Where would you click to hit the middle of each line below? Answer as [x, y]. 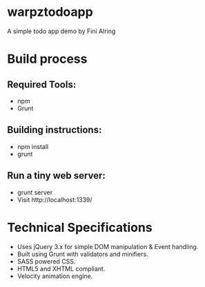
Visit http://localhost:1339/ [55, 199]
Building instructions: [55, 130]
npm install [33, 146]
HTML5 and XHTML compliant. [61, 268]
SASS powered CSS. [46, 261]
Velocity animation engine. [55, 276]
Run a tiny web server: [56, 176]
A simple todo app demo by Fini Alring [61, 31]
